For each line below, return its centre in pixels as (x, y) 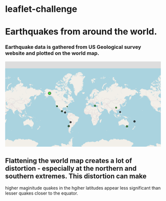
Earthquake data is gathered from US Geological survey (73, 47)
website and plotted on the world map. (52, 53)
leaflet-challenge (41, 9)
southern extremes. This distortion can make (76, 176)
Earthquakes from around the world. (81, 32)
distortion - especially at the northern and (71, 168)
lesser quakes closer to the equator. (41, 193)
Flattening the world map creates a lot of (69, 161)
